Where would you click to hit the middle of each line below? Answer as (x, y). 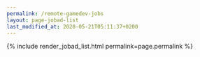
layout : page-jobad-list (43, 20)
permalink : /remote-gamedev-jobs (55, 14)
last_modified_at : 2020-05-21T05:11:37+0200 (72, 26)
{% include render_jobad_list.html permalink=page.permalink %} (100, 47)
